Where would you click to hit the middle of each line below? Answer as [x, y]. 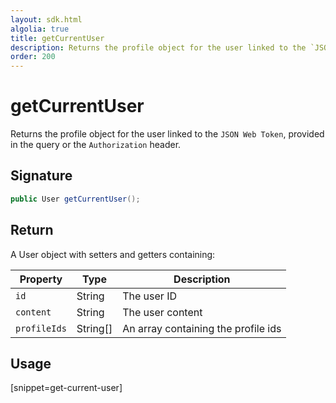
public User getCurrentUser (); [75, 199]
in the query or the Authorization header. [96, 145]
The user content [162, 312]
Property [41, 279]
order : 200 [33, 57]
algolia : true [40, 29]
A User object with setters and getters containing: [113, 254]
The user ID [149, 296]
